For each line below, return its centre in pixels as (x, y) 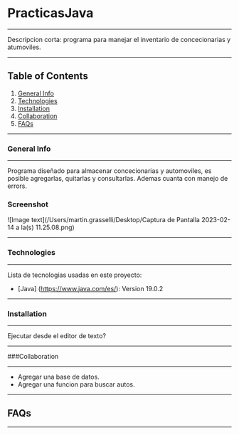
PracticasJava (51, 13)
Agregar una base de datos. (58, 377)
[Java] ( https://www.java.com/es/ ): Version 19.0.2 (90, 288)
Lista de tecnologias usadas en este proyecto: (75, 275)
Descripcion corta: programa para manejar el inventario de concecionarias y (119, 39)
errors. (17, 186)
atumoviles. (24, 47)
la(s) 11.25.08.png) (48, 227)
